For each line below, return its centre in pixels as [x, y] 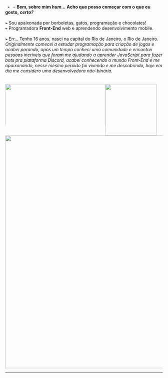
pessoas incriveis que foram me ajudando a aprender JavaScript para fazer [84, 55]
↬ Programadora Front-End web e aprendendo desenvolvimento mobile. [79, 28]
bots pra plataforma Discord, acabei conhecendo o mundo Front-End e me [82, 60]
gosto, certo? [19, 12]
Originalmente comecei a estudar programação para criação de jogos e [80, 44]
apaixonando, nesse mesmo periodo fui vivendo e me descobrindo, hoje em [84, 65]
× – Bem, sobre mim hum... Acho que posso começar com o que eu [79, 7]
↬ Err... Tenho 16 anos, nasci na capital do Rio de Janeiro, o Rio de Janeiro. [82, 39]
